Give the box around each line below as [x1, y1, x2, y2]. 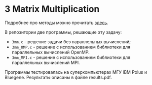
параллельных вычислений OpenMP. [11, 49, 90, 55]
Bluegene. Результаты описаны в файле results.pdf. [4, 74, 112, 80]
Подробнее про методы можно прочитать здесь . [4, 20, 109, 26]
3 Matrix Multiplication [4, 3, 100, 15]
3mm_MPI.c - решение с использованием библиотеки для [11, 54, 131, 60]
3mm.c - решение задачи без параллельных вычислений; [11, 38, 131, 45]
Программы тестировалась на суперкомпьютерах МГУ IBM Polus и [4, 69, 147, 75]
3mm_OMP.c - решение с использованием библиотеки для [11, 44, 131, 50]
